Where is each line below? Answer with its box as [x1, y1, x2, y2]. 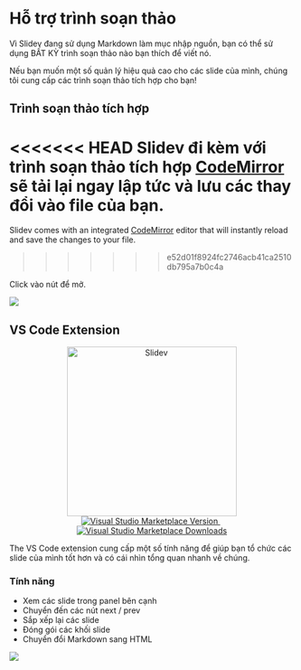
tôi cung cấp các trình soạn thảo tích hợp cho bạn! [9, 74, 197, 85]
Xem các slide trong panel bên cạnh [22, 596, 157, 607]
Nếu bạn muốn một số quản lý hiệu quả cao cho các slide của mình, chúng [9, 65, 288, 76]
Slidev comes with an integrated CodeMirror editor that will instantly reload [9, 225, 288, 236]
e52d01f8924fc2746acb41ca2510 [166, 252, 292, 263]
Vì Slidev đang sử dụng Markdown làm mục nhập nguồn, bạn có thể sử [9, 38, 274, 49]
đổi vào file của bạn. [9, 194, 165, 215]
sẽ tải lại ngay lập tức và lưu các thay [9, 175, 292, 196]
